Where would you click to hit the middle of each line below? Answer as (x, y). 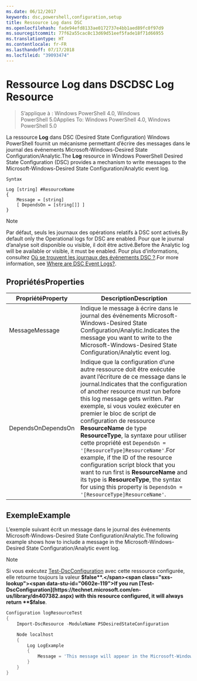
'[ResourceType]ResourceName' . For (128, 450)
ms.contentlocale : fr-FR (36, 45)
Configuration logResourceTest (44, 613)
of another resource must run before (130, 392)
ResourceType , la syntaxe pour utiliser (133, 436)
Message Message (34, 331)
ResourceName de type (113, 428)
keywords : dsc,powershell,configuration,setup (64, 17)
